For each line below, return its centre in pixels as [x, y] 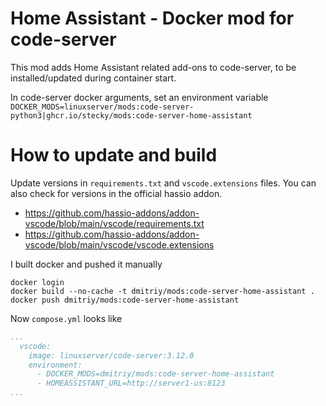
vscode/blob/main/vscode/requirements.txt [114, 223]
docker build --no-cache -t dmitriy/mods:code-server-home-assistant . [162, 291]
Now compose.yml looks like [66, 318]
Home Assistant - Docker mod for [152, 18]
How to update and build [114, 155]
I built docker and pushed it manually [86, 264]
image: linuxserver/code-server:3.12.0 [111, 355]
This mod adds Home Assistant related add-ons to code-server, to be [153, 67]
